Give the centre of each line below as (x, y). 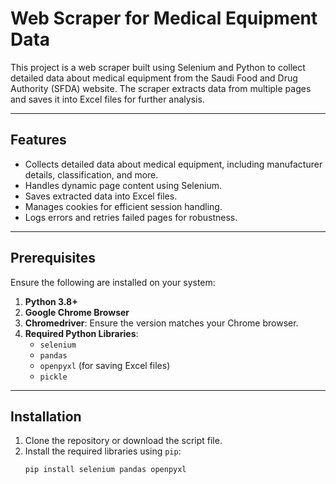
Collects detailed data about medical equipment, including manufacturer (173, 164)
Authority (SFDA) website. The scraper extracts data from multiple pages (161, 88)
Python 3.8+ (51, 301)
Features (38, 140)
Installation (46, 416)
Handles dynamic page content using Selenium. (123, 185)
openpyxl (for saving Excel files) (105, 365)
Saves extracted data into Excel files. (101, 196)
